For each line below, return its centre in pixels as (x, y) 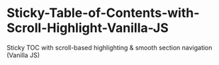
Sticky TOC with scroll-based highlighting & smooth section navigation (109, 47)
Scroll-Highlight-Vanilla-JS (88, 28)
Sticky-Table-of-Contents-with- (103, 13)
